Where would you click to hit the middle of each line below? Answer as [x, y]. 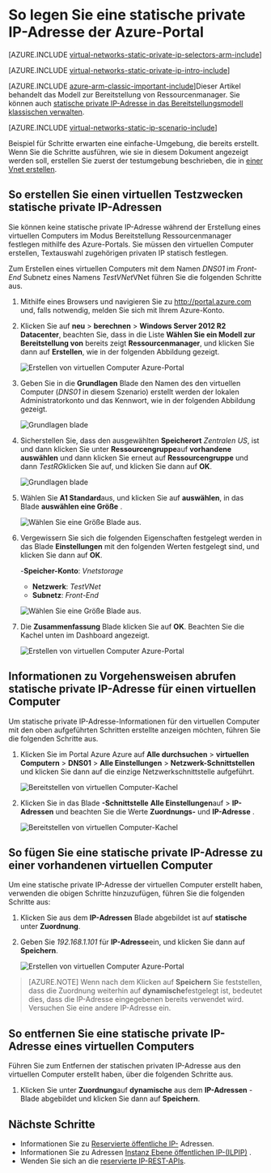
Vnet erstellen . [33, 169]
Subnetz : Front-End [66, 595]
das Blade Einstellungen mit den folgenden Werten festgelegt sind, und [140, 546]
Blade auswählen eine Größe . [71, 506]
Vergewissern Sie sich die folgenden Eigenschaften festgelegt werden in [141, 538]
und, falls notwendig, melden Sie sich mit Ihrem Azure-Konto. [122, 310]
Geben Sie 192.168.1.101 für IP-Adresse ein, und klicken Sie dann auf [132, 942]
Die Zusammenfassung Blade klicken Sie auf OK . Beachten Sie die [132, 626]
